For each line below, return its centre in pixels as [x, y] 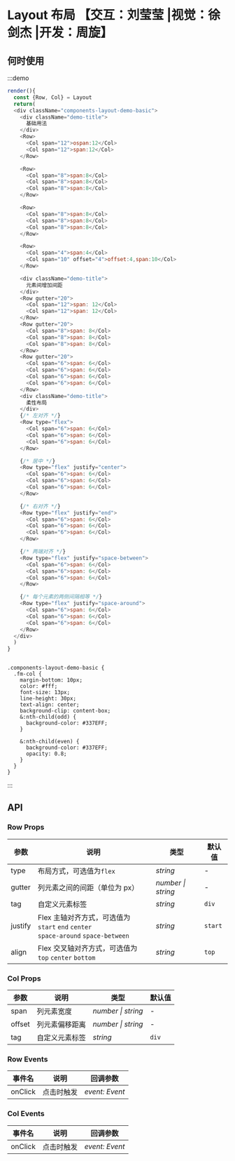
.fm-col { [28, 674]
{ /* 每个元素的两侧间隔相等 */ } [61, 597]
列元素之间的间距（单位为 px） [88, 887]
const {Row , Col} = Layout [53, 97]
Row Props [26, 828]
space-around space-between [83, 936]
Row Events [28, 1059]
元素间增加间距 [44, 285]
